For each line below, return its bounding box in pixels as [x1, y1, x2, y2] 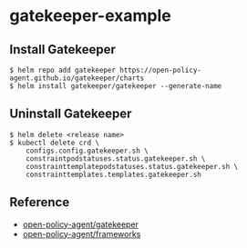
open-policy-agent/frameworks [22, 228, 141, 239]
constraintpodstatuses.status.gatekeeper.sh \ [26, 154, 206, 164]
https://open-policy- [119, 65, 202, 74]
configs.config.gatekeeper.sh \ [26, 146, 149, 155]
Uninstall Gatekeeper [9, 106, 132, 122]
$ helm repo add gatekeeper [9, 65, 117, 74]
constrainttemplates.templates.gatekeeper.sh [26, 170, 202, 179]
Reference [9, 194, 70, 210]
